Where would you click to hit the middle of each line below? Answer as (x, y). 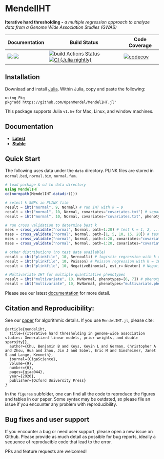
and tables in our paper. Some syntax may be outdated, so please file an (78, 399)
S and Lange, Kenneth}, (29, 355)
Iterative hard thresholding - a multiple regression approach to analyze (78, 22)
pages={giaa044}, (27, 372)
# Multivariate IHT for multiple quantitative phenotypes (65, 275)
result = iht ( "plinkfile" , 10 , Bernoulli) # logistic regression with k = (83, 257)
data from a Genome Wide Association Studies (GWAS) (61, 27)
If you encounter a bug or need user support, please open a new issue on (79, 431)
